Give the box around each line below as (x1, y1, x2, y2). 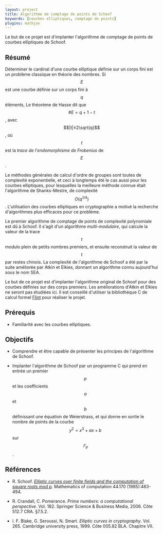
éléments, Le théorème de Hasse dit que (5, 102, 87, 108)
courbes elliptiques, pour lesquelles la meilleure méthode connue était (5, 183, 146, 188)
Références (5, 465, 41, 474)
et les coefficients (12, 383, 48, 389)
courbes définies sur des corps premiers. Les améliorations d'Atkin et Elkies (5, 284, 157, 290)
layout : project (5, 7, 38, 12)
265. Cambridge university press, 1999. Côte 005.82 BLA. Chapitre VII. (12, 523, 154, 529)
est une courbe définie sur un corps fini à (5, 87, 88, 92)
